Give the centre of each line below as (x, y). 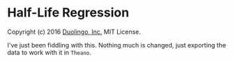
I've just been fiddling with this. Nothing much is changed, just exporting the (117, 45)
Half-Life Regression (68, 13)
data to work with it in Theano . (50, 52)
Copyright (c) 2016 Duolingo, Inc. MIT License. (74, 32)
